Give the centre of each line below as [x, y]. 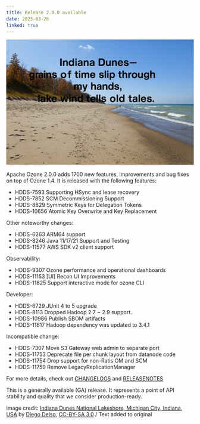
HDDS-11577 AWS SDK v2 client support [64, 247]
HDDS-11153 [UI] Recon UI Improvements [65, 277]
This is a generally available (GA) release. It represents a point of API [90, 390]
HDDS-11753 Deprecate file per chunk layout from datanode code [95, 354]
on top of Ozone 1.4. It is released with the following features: [81, 181]
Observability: [23, 259]
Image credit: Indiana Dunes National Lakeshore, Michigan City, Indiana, [94, 408]
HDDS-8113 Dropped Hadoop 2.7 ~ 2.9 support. [73, 312]
